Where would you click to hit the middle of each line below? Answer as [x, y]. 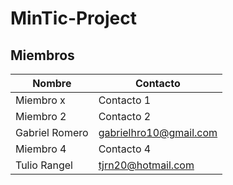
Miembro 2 [41, 116]
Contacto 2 [125, 116]
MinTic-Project [74, 18]
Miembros [42, 55]
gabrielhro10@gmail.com [158, 132]
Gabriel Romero [52, 132]
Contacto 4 [125, 149]
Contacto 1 [125, 100]
